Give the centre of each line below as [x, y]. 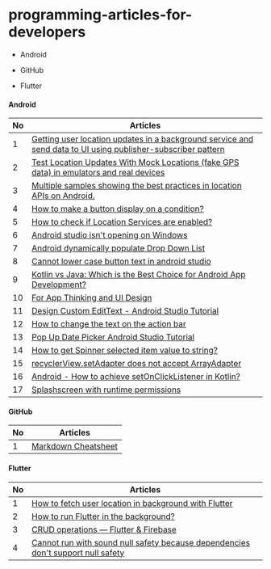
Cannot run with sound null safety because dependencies [141, 542]
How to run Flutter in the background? [104, 516]
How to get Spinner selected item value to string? [125, 351]
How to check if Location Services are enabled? [122, 222]
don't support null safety [78, 553]
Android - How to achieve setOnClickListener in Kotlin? [136, 377]
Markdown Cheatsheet [75, 446]
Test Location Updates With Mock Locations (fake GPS [135, 162]
